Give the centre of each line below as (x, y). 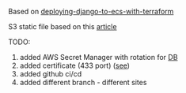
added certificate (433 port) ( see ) (75, 65)
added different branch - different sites (83, 82)
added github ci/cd (51, 74)
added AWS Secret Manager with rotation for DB (99, 57)
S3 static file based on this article (63, 26)
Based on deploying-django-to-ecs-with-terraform (91, 11)
